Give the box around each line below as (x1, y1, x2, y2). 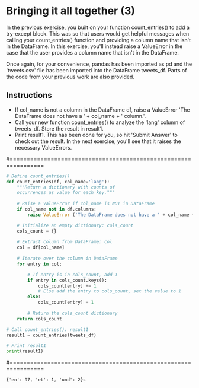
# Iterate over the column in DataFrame (17, 256, 118, 262)
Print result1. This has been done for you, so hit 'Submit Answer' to (14, 131, 178, 138)
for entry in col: (17, 261, 62, 267)
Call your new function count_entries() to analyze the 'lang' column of (14, 119, 185, 126)
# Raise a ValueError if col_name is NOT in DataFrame (17, 201, 155, 207)
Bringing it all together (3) (6, 4, 135, 18)
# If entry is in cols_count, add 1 (27, 272, 118, 278)
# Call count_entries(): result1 (6, 326, 89, 333)
